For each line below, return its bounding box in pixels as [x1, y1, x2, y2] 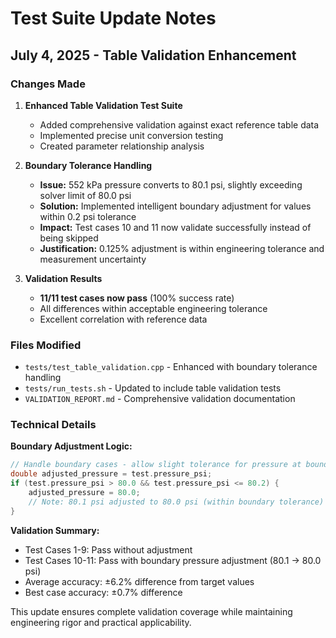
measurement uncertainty [39, 253, 147, 265]
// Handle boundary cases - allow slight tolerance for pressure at [10, 460, 302, 470]
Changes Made [10, 77, 86, 91]
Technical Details [10, 418, 97, 432]
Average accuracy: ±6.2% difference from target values [24, 575, 255, 587]
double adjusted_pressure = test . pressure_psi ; [10, 469, 213, 479]
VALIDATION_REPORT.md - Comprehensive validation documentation [24, 393, 296, 405]
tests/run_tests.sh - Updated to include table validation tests [24, 382, 282, 394]
